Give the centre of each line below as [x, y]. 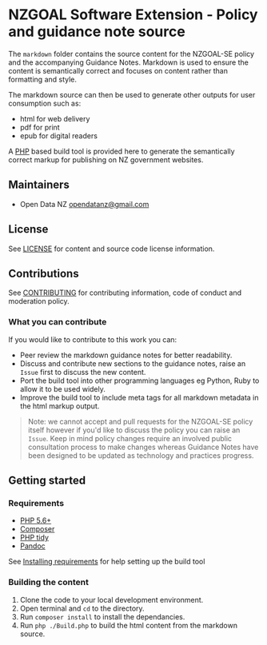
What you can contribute [58, 322]
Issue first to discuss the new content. [83, 372]
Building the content [49, 583]
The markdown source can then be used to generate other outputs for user [132, 94]
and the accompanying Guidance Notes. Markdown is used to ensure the [129, 62]
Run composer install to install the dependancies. [102, 616]
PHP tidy [34, 538]
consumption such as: [45, 103]
